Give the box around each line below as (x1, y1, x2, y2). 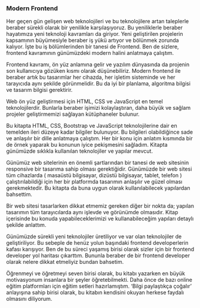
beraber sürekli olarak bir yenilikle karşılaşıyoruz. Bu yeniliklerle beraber (6, 24, 183, 31)
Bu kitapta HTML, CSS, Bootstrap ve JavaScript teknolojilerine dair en (6, 122, 177, 130)
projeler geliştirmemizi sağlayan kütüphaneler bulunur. (6, 110, 140, 118)
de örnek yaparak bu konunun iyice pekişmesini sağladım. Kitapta (6, 141, 168, 149)
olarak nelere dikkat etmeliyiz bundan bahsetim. (6, 258, 124, 266)
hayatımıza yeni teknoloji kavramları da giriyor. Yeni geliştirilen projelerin (6, 30, 183, 38)
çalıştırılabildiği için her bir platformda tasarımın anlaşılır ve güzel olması (6, 178, 183, 186)
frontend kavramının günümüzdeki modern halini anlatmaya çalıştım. (6, 50, 174, 57)
